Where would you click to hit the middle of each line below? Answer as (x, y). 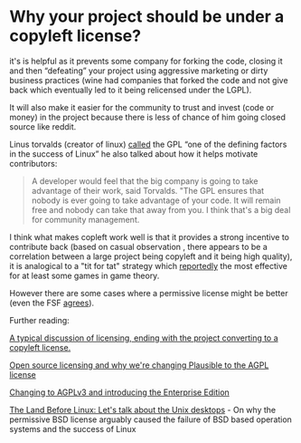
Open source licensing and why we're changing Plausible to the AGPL (139, 365)
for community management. (85, 219)
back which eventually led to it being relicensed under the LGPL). (131, 90)
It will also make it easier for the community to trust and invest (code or (141, 107)
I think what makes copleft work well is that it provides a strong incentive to (149, 236)
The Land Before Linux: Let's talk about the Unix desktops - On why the (143, 409)
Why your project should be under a (147, 17)
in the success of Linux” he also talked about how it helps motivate (134, 154)
